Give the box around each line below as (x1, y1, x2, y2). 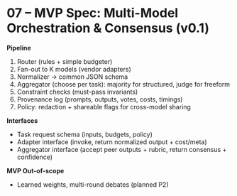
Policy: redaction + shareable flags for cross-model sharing (16, 102, 191, 111)
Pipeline (6, 43, 31, 52)
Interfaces (6, 116, 38, 125)
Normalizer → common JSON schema (16, 72, 128, 81)
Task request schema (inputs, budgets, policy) (16, 130, 153, 138)
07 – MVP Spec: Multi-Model (6, 5, 179, 21)
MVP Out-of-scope (6, 166, 65, 175)
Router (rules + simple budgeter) (16, 57, 113, 65)
